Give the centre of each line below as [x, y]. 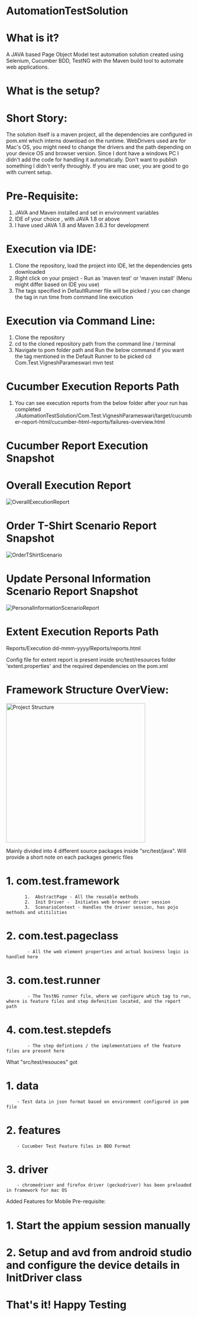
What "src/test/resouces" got [42, 1062]
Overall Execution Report [69, 486]
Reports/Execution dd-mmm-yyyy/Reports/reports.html [73, 648]
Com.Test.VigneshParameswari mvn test [64, 363]
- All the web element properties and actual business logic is [108, 952]
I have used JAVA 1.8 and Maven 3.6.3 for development [82, 225]
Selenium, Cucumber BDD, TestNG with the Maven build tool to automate [95, 61]
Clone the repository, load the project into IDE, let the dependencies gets [103, 266]
